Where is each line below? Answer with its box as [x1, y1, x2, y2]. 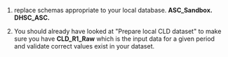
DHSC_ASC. [13, 13, 51, 22]
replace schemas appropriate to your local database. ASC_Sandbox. [13, 6, 213, 14]
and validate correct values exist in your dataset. [13, 42, 155, 50]
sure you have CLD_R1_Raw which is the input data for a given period [13, 34, 215, 43]
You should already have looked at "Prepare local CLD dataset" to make [13, 27, 222, 35]
